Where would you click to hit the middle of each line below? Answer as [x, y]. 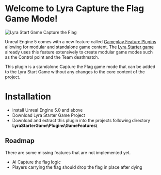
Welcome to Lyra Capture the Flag [75, 9]
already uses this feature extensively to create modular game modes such [79, 52]
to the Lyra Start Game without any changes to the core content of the [75, 71]
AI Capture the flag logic [36, 162]
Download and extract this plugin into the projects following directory [81, 120]
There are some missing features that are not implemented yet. [68, 152]
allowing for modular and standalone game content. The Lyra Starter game [80, 47]
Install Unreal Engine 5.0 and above [48, 110]
